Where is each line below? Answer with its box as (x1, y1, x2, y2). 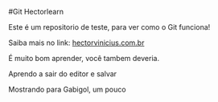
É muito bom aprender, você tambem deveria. (8, 54, 159, 63)
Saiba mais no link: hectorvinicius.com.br (8, 38, 145, 47)
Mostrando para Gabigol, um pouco (8, 84, 126, 94)
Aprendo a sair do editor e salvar (8, 69, 117, 79)
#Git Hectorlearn (8, 7, 64, 16)
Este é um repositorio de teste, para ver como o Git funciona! (8, 22, 211, 31)
